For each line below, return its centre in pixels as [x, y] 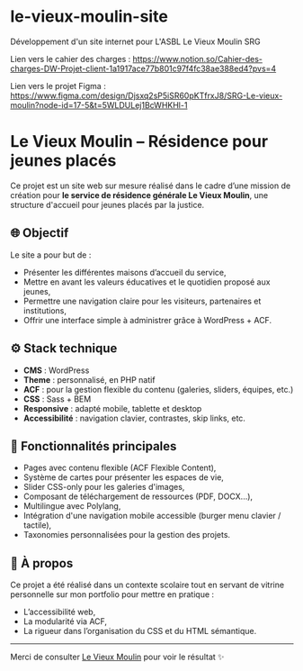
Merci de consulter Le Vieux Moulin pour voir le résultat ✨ [117, 657]
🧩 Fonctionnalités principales [94, 446]
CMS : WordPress [56, 370]
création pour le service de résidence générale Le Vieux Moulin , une [139, 195]
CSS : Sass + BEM [57, 399]
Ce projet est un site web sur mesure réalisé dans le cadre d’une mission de [151, 186]
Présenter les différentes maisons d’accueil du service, [125, 272]
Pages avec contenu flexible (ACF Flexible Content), [120, 468]
